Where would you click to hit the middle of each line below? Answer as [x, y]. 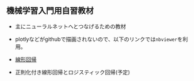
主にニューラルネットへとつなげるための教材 [70, 26]
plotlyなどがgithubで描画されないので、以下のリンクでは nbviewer [96, 39]
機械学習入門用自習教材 [50, 11]
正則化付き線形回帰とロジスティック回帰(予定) [73, 72]
